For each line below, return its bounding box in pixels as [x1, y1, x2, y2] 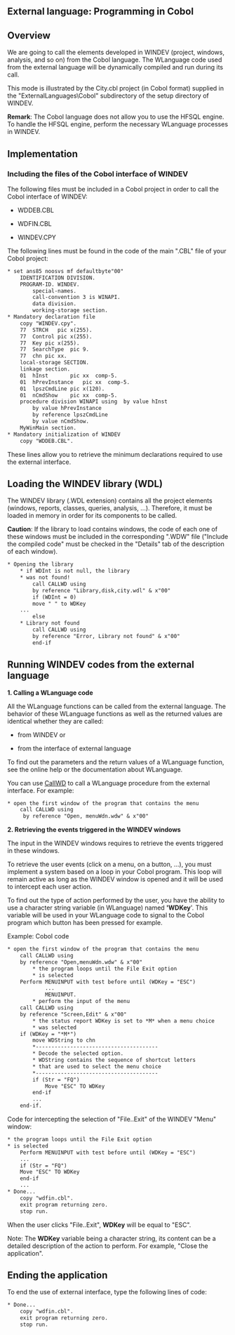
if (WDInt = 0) [32, 593, 77, 601]
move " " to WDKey [32, 600, 86, 607]
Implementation [7, 147, 79, 160]
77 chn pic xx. [20, 352, 68, 360]
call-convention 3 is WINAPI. [32, 294, 121, 301]
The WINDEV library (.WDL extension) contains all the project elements [7, 496, 213, 505]
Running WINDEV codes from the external [7, 659, 194, 671]
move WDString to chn [32, 1037, 96, 1044]
